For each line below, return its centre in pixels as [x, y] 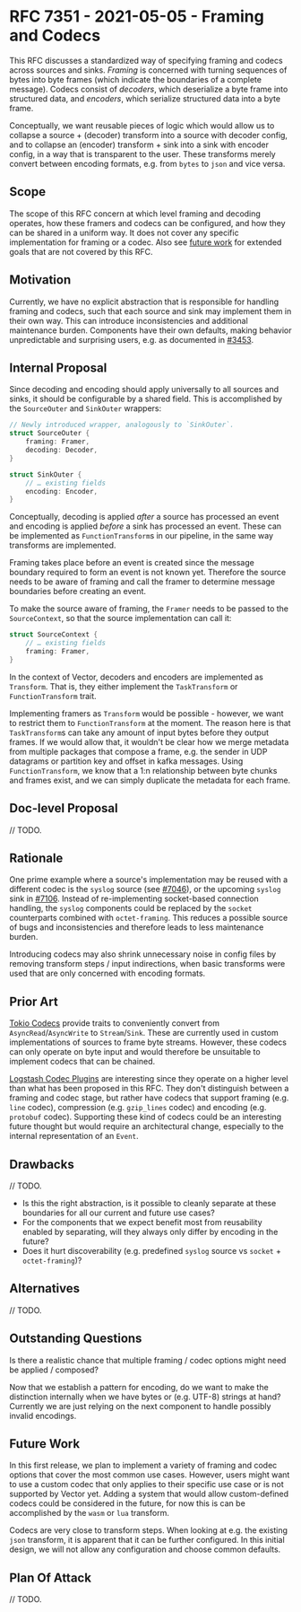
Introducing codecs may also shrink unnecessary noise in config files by [143, 954]
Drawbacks [42, 1164]
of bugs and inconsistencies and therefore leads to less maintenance [137, 927]
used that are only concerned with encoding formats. [107, 973]
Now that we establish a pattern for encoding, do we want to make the [139, 1387]
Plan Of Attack [51, 1577]
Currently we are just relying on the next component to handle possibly [140, 1406]
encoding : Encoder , [62, 491]
